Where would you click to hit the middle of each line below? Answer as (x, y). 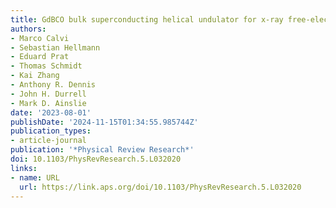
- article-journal (48, 141)
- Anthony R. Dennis (53, 85)
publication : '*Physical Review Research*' (102, 150)
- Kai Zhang (35, 76)
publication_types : (51, 131)
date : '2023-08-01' (51, 112)
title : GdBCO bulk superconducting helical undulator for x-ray (147, 19)
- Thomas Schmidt (46, 66)
